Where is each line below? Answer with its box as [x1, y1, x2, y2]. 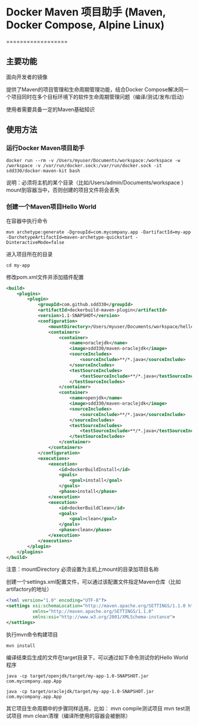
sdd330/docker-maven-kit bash [6, 168, 81, 174]
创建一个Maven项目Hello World [6, 203, 97, 211]
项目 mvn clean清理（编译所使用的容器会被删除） [11, 712, 131, 719]
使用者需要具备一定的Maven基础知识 [6, 106, 95, 113]
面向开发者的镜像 [6, 73, 48, 80]
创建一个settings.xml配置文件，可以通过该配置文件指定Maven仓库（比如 [6, 578, 181, 586]
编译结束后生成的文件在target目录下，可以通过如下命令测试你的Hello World [6, 654, 189, 661]
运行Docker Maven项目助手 [6, 144, 85, 152]
